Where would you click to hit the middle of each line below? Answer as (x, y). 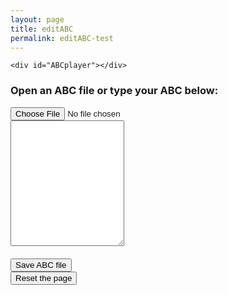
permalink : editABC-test (62, 38)
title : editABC (42, 29)
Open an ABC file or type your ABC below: (114, 91)
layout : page (37, 19)
